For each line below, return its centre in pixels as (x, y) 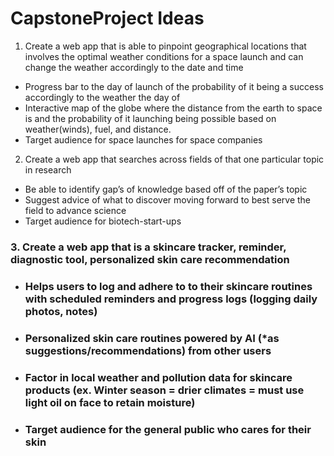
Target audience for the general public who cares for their (168, 429)
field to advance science (75, 210)
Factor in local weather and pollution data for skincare (158, 377)
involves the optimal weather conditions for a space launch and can (164, 56)
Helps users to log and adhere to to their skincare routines (168, 286)
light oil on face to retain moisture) (110, 402)
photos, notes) (61, 311)
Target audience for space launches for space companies (143, 139)
